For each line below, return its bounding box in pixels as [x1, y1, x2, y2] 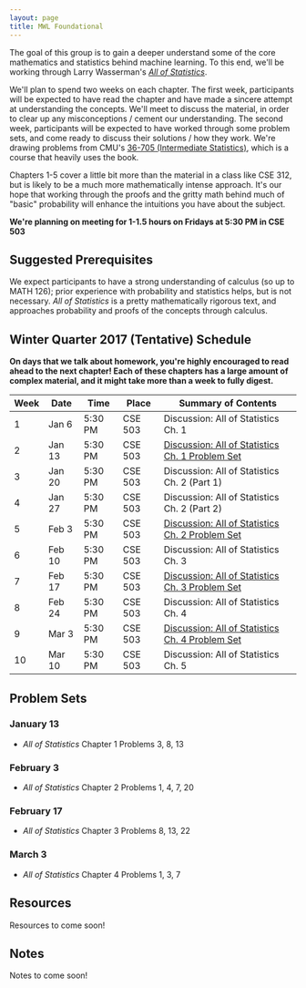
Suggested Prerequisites [9, 252, 153, 267]
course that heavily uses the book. [9, 151, 139, 162]
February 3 [9, 761, 59, 774]
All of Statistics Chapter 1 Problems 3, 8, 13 [22, 738, 184, 749]
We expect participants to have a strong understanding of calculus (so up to [9, 276, 295, 287]
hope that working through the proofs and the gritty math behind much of [9, 189, 285, 200]
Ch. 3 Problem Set [163, 581, 242, 593]
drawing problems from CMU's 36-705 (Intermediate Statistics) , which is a [9, 142, 290, 153]
